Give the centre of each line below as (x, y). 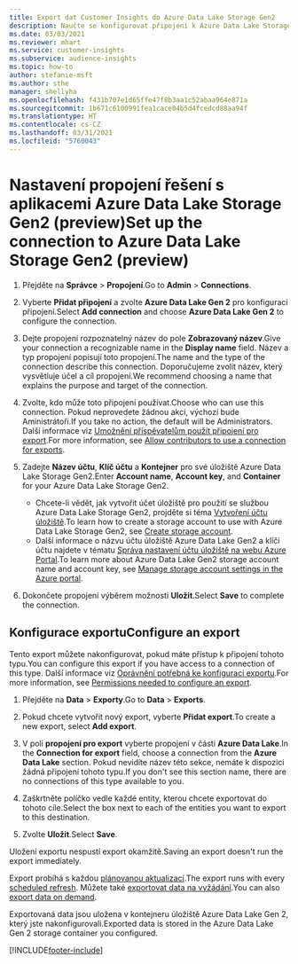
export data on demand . (53, 897)
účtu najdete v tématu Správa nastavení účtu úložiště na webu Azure (161, 550)
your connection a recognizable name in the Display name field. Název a (155, 348)
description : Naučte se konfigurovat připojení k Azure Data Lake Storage (150, 26)
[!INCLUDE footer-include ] (56, 950)
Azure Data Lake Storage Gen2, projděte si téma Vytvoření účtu (151, 512)
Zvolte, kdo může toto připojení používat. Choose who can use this (143, 402)
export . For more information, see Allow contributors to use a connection (154, 440)
